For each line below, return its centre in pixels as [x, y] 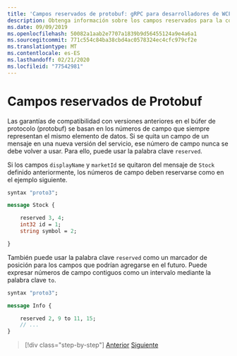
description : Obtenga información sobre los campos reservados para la [115, 20]
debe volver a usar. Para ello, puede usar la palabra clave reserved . [105, 151]
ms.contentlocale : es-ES [44, 54]
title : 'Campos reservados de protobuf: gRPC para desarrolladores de [113, 14]
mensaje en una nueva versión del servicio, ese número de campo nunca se [118, 143]
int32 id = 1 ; [41, 225]
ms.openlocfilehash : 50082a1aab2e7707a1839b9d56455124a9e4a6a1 [102, 34]
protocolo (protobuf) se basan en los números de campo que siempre [109, 129]
